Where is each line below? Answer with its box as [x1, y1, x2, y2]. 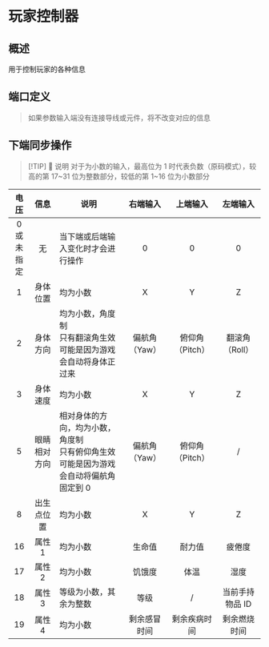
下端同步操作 [8, 139, 72, 152]
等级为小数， [58, 586, 108, 597]
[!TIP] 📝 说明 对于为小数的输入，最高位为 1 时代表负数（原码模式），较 [27, 161, 257, 171]
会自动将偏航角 [58, 470, 116, 481]
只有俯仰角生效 [58, 446, 116, 457]
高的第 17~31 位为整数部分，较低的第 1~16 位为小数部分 [27, 171, 210, 181]
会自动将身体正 [58, 356, 116, 367]
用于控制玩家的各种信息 [8, 65, 86, 74]
